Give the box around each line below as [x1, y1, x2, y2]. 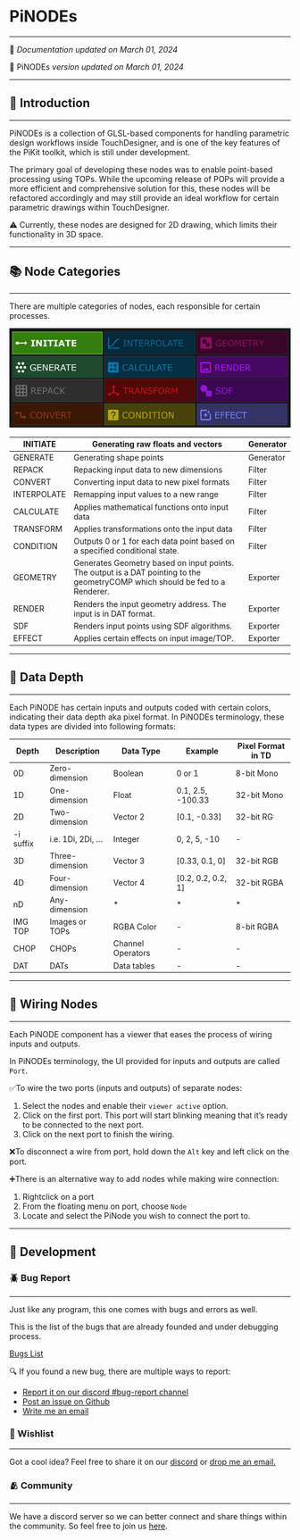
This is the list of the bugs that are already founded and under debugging [9, 1321, 279, 1332]
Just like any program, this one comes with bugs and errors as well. [9, 1303, 258, 1314]
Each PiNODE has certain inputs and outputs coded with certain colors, [9, 702, 271, 712]
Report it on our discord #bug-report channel [21, 1386, 189, 1397]
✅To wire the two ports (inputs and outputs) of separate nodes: [9, 1082, 243, 1093]
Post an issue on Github [21, 1395, 110, 1407]
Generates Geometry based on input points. [73, 558, 235, 569]
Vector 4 [112, 878, 146, 888]
